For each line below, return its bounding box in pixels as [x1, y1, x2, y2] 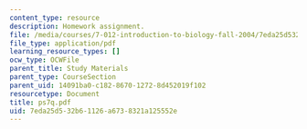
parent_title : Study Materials [9, 64, 129, 74]
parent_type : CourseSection [9, 73, 117, 82]
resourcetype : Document [9, 89, 101, 98]
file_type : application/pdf [9, 38, 117, 48]
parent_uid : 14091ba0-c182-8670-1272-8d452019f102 [9, 81, 206, 90]
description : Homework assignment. [9, 22, 145, 31]
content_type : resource [9, 13, 101, 23]
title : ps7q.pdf [9, 97, 71, 107]
